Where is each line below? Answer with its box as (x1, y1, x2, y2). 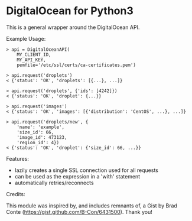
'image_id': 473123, (17, 134, 67, 140)
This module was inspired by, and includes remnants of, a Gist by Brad (6, 202, 177, 209)
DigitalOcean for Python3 (6, 4, 134, 18)
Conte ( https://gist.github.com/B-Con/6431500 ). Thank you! (6, 208, 152, 215)
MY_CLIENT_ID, (17, 51, 51, 57)
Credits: (6, 190, 25, 197)
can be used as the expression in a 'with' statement (14, 173, 141, 180)
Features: (6, 155, 30, 162)
